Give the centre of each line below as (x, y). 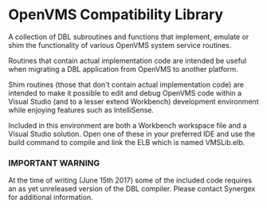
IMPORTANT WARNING (54, 163)
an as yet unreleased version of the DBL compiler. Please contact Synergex (132, 189)
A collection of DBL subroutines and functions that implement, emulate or (129, 37)
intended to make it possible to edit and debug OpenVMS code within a (125, 92)
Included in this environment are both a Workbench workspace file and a (128, 125)
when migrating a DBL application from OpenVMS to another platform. (124, 69)
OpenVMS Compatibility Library (116, 15)
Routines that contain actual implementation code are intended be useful (128, 61)
